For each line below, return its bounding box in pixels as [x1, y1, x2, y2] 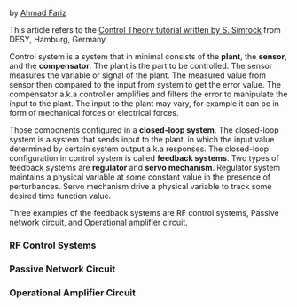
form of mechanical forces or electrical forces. [9, 108, 179, 118]
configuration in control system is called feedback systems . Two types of [9, 153, 279, 163]
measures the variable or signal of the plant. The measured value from [9, 70, 267, 81]
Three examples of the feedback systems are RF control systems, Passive [9, 208, 279, 218]
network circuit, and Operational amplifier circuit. [9, 217, 188, 227]
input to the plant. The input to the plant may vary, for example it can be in [9, 98, 279, 109]
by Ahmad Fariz [9, 8, 66, 18]
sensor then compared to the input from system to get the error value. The [9, 80, 282, 89]
